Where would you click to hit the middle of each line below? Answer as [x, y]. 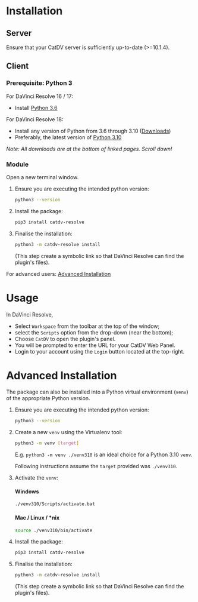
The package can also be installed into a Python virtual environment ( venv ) [97, 392]
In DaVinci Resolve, [30, 314]
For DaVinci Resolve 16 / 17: [40, 96]
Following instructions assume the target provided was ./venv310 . [96, 466]
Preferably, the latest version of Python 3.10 [68, 137]
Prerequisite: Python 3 [39, 83]
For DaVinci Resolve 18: [35, 119]
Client [18, 66]
